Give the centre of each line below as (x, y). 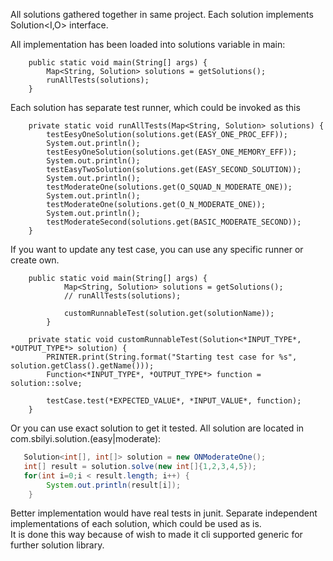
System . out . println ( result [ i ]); (114, 485)
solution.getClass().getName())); (82, 366)
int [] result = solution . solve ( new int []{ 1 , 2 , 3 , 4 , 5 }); (140, 466)
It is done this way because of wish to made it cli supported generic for (156, 535)
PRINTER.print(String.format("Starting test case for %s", (172, 357)
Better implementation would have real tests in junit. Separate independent (164, 513)
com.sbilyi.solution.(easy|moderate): (86, 438)
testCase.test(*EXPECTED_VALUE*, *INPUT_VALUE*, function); (174, 401)
